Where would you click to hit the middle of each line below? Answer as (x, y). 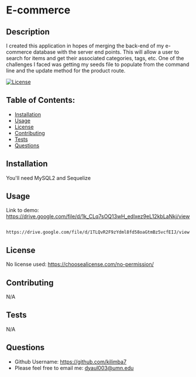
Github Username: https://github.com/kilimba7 (71, 362)
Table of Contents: (41, 100)
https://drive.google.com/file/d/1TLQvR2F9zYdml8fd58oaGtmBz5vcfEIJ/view (98, 232)
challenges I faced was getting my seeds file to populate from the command (98, 64)
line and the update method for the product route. (66, 70)
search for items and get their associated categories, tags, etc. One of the (95, 58)
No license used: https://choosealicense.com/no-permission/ (80, 264)
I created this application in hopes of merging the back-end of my (85, 46)
